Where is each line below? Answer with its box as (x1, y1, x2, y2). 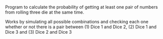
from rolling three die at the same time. (5, 9, 84, 15)
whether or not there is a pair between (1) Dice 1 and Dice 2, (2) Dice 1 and (5, 24, 157, 30)
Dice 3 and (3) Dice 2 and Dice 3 (5, 29, 72, 35)
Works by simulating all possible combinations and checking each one (5, 19, 149, 24)
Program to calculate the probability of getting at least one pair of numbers (5, 4, 158, 10)
